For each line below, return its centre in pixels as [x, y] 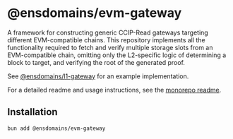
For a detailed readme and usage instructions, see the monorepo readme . [114, 90]
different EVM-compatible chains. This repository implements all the [107, 40]
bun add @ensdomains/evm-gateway [56, 128]
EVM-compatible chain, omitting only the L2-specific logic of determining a [117, 55]
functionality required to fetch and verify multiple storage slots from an [110, 47]
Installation [32, 112]
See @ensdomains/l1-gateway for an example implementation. [98, 76]
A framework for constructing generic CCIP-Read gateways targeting [108, 32]
